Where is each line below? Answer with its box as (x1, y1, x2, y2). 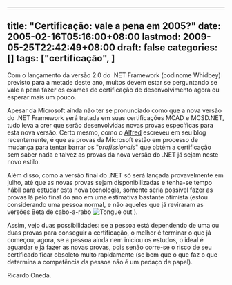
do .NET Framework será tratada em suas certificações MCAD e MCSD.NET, (7, 113, 224, 121)
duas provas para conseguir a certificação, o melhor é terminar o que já (7, 228, 212, 237)
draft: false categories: (117, 42, 218, 54)
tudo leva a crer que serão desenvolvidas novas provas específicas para (7, 121, 214, 129)
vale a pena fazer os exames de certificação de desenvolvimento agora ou (7, 86, 220, 94)
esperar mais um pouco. (7, 92, 77, 101)
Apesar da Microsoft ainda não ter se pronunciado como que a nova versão (7, 106, 222, 115)
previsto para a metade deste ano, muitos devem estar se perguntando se (7, 78, 217, 86)
